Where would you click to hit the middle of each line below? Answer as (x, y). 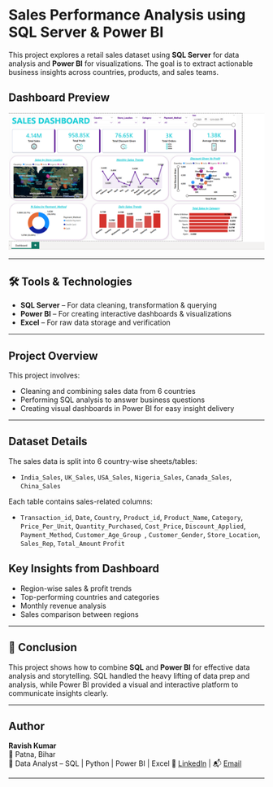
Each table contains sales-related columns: (80, 501)
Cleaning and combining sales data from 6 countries (108, 391)
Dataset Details (48, 442)
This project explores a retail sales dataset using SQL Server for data (124, 55)
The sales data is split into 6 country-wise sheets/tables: (103, 461)
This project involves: (44, 375)
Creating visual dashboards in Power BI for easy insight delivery (127, 409)
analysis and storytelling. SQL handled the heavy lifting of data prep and (129, 676)
